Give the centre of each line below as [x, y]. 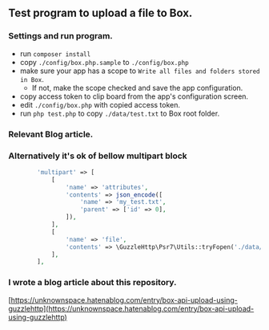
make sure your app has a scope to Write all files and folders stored [140, 71]
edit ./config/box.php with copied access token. [100, 104]
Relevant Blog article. [51, 134]
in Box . [32, 79]
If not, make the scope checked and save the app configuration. [137, 88]
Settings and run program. [61, 36]
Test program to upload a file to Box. [100, 13]
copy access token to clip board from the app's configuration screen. [134, 96]
